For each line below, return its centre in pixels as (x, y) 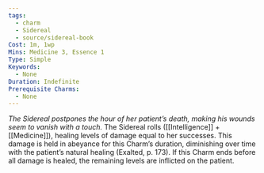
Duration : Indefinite (44, 81)
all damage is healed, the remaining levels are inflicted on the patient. (121, 161)
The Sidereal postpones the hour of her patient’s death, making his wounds (132, 118)
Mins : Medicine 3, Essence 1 (56, 52)
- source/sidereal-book (54, 38)
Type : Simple (30, 60)
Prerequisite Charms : (44, 89)
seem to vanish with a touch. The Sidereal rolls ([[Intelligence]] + (114, 127)
